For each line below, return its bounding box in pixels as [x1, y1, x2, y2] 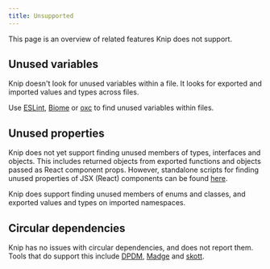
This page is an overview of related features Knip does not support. [8, 34, 232, 44]
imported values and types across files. [8, 87, 139, 97]
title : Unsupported [8, 11, 74, 20]
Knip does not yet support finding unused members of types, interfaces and [8, 148, 261, 158]
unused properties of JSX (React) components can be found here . [8, 174, 228, 183]
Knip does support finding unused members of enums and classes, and [8, 189, 246, 199]
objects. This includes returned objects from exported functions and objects [8, 157, 262, 166]
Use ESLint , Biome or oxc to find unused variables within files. [8, 103, 214, 113]
